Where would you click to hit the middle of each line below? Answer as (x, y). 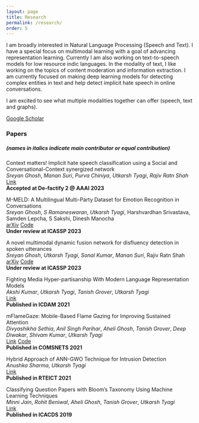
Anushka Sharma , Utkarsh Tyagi (46, 365)
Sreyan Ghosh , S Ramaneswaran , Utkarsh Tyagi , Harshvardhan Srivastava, (98, 212)
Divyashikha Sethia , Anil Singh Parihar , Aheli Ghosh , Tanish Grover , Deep (96, 329)
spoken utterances (29, 249)
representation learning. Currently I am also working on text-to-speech (93, 58)
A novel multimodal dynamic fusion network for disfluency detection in (93, 243)
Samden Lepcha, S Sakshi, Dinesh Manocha (60, 219)
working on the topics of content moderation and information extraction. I (96, 70)
